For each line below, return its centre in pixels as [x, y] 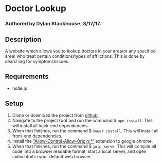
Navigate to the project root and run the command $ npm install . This [82, 120]
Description [23, 39]
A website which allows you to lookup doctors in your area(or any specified [81, 51]
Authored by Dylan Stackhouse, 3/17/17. [53, 24]
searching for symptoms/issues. [37, 61]
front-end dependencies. [37, 136]
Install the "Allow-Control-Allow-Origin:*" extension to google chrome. [82, 141]
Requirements [27, 76]
